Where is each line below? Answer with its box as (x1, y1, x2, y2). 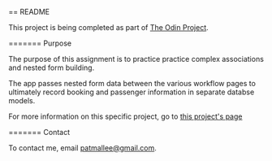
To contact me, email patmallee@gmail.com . (8, 143, 157, 153)
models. (8, 96, 36, 105)
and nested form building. (8, 63, 95, 72)
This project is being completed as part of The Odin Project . (8, 23, 209, 32)
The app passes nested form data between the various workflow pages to (8, 79, 256, 88)
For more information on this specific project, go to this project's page (8, 111, 243, 121)
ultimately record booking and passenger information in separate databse (8, 87, 255, 97)
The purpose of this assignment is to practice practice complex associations (8, 54, 264, 63)
